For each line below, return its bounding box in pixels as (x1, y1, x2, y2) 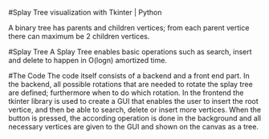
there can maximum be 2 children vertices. (8, 32, 150, 41)
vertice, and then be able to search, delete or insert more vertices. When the (8, 105, 262, 114)
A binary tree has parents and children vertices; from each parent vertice (8, 23, 250, 32)
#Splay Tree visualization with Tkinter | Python (8, 8, 162, 17)
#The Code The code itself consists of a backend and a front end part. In (8, 71, 251, 80)
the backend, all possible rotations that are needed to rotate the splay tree (8, 80, 253, 89)
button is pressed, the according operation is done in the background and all (8, 113, 262, 123)
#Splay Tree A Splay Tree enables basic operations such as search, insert (8, 47, 252, 56)
